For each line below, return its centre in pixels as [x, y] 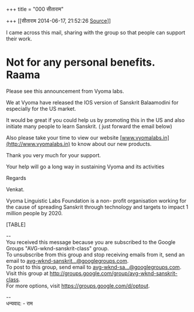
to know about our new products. [111, 144]
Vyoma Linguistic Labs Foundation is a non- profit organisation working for [96, 201]
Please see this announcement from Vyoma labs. [65, 91]
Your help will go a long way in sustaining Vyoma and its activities [85, 167]
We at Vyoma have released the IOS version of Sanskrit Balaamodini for [92, 102]
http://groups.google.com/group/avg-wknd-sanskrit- [113, 273]
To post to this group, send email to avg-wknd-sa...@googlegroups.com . [94, 267]
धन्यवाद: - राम [20, 303]
